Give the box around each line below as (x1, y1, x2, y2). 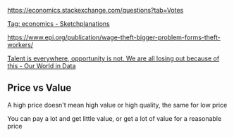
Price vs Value (7, 82, 72, 94)
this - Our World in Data (7, 62, 76, 70)
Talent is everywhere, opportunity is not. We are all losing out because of (7, 54, 220, 63)
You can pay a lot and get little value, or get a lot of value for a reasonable (7, 114, 222, 122)
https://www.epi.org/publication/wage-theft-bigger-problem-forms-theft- (7, 33, 221, 41)
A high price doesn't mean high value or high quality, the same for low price (7, 100, 228, 109)
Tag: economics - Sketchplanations (7, 20, 111, 27)
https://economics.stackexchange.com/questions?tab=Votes (7, 6, 184, 14)
